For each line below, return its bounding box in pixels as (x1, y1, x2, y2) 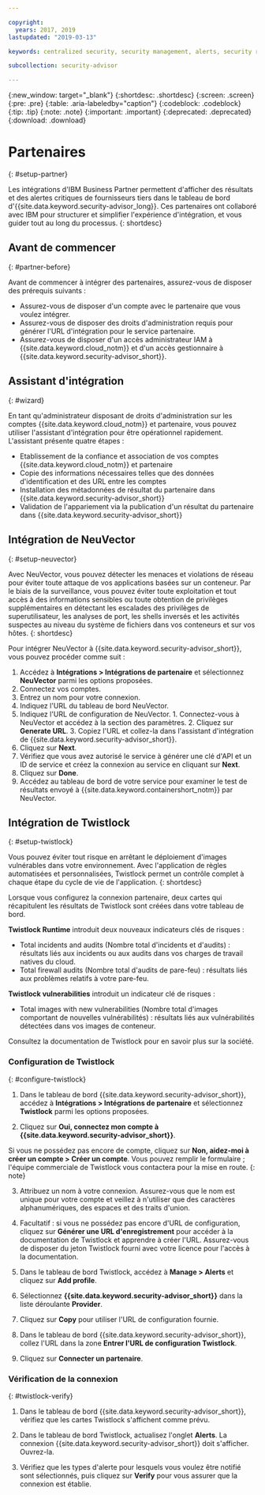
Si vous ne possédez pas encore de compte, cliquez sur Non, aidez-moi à (8, 1146, 250, 1155)
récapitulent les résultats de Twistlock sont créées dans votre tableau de (8, 901, 244, 911)
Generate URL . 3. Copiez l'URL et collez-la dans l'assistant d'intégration (19, 726, 254, 735)
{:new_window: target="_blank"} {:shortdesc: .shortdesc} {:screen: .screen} (8, 90, 255, 100)
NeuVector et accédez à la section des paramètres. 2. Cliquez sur (19, 717, 234, 727)
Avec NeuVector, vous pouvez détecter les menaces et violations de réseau (8, 569, 254, 579)
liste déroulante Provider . (19, 1299, 103, 1308)
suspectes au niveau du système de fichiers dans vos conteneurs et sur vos (8, 620, 256, 629)
